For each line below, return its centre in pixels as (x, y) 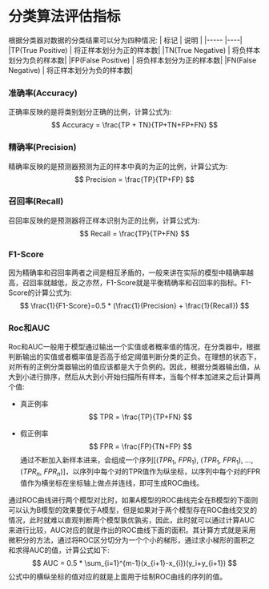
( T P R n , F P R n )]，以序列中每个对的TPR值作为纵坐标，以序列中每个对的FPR (140, 472)
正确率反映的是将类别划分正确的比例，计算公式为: (90, 112)
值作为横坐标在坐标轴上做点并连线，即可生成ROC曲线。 (112, 483)
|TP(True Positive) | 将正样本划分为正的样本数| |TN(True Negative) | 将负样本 (134, 50)
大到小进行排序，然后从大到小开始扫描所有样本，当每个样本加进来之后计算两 (134, 377)
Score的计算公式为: (40, 292)
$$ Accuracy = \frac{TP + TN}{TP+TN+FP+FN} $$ (134, 125)
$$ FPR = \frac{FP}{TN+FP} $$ (141, 446)
